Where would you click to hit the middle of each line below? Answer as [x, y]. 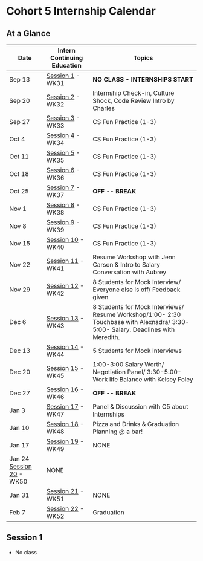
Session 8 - [63, 205]
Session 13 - [65, 318]
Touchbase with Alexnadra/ [132, 322]
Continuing [67, 58]
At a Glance [28, 34]
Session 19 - [65, 441]
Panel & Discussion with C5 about [140, 407]
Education [66, 66]
